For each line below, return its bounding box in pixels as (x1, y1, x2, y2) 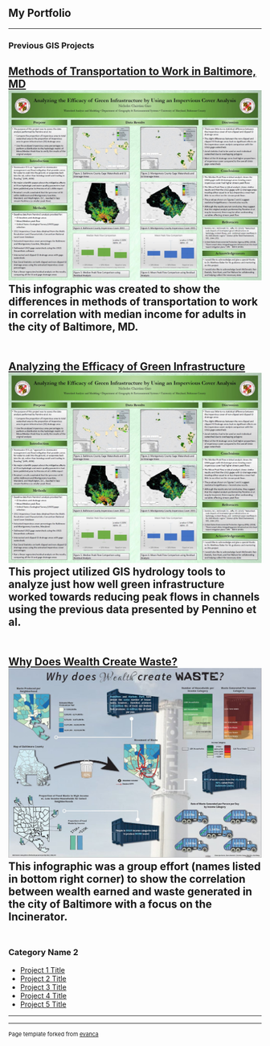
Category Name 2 (8, 947, 79, 958)
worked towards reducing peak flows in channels (8, 590, 260, 603)
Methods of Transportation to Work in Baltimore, (8, 64, 257, 79)
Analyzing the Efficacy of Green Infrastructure (8, 360, 246, 373)
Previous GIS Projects (8, 39, 95, 51)
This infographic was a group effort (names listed (8, 860, 261, 874)
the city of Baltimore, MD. (8, 319, 139, 333)
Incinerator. (8, 910, 68, 924)
